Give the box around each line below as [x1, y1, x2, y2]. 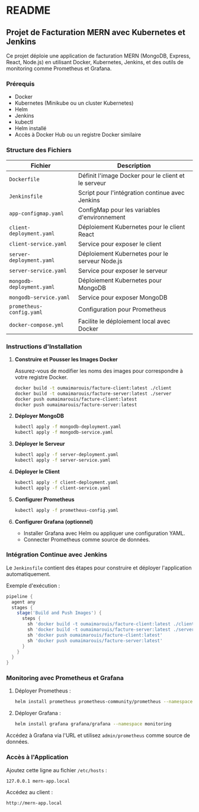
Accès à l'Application [6, 753, 69, 761]
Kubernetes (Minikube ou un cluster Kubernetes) [14, 99, 134, 107]
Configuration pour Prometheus [78, 305, 166, 313]
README [6, 4, 51, 17]
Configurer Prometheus [14, 496, 75, 503]
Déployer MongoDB [14, 413, 64, 420]
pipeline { [6, 593, 33, 599]
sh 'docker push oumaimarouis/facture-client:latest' [27, 632, 163, 638]
